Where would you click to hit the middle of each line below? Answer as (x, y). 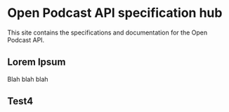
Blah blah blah (28, 79)
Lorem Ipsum (37, 62)
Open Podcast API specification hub (115, 13)
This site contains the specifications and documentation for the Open (107, 32)
